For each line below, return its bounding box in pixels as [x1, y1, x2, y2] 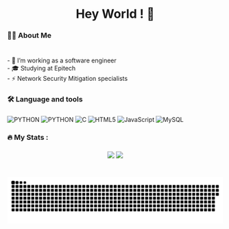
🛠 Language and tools [7, 94, 84, 104]
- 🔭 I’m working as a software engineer [7, 56, 117, 64]
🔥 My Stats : [7, 132, 49, 142]
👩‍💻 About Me [7, 31, 51, 40]
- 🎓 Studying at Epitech [7, 64, 76, 73]
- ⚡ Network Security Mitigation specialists [7, 75, 128, 83]
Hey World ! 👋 [75, 6, 155, 22]
